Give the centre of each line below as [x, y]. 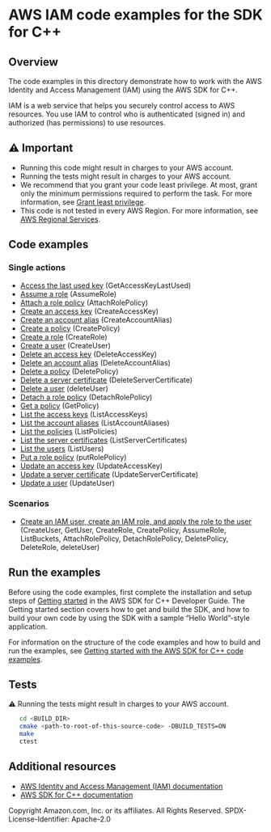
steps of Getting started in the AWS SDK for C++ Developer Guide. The [127, 601]
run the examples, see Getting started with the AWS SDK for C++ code [126, 650]
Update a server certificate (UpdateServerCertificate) [109, 474]
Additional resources [62, 767]
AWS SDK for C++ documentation [76, 795]
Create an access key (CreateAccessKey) [89, 311]
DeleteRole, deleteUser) [60, 547]
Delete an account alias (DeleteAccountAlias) [95, 362]
